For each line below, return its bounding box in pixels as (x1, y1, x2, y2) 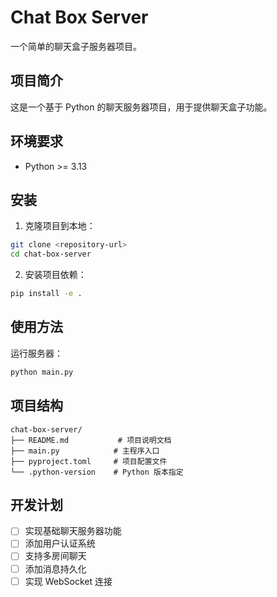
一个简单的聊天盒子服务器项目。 (10, 40, 142, 52)
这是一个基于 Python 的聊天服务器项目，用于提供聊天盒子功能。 (10, 101, 273, 113)
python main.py (10, 367, 74, 377)
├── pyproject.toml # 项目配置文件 (10, 456, 168, 466)
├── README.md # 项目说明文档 (10, 435, 172, 445)
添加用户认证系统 (24, 537, 96, 550)
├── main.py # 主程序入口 (10, 446, 160, 456)
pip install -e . (10, 289, 83, 299)
